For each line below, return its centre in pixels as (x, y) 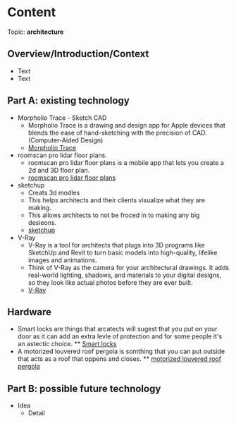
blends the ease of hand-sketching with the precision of (109, 133)
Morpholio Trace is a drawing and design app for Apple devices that (126, 125)
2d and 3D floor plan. (59, 170)
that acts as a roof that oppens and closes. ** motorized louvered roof (119, 359)
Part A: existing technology (69, 100)
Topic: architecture (36, 32)
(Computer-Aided (54, 140)
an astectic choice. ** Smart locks (67, 344)
